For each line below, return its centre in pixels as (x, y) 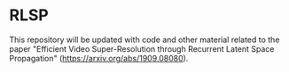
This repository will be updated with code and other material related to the (144, 40)
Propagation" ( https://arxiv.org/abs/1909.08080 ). (99, 58)
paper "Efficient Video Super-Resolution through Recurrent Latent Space (142, 48)
